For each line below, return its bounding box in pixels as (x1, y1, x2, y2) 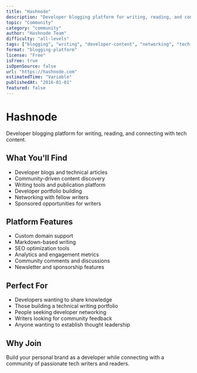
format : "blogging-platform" (6, 47, 77, 53)
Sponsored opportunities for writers (14, 200, 101, 207)
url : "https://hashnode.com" (6, 69, 77, 75)
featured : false (6, 85, 46, 91)
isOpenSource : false (6, 63, 57, 69)
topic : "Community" (6, 19, 54, 25)
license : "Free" (6, 52, 46, 58)
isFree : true (6, 58, 38, 63)
